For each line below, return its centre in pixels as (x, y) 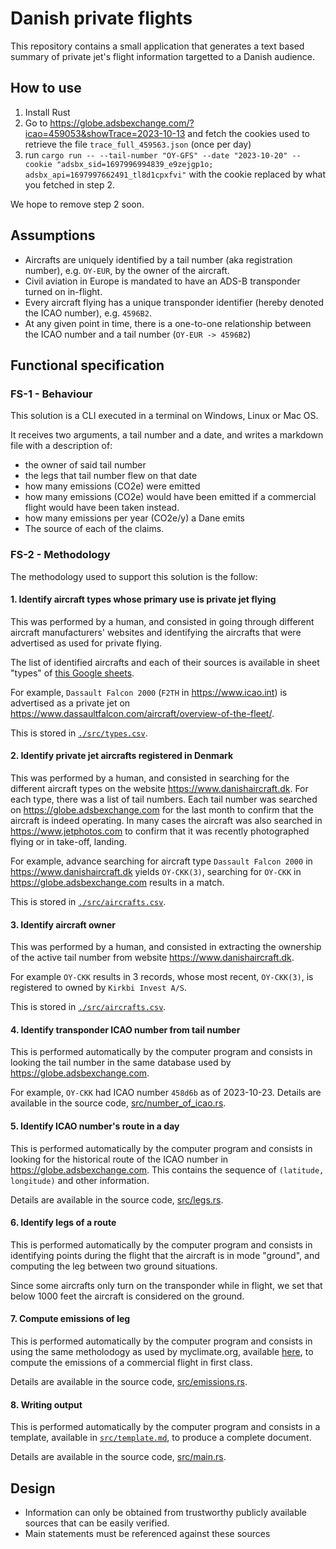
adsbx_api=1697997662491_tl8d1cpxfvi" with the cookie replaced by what (175, 174)
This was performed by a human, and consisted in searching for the (150, 778)
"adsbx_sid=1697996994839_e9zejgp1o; (135, 164)
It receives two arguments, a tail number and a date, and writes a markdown (167, 435)
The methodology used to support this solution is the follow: (134, 576)
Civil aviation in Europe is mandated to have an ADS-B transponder (162, 281)
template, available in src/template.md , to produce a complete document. (161, 1438)
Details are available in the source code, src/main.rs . (118, 1457)
